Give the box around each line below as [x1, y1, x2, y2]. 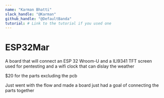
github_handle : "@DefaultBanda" [5, 16, 72, 21]
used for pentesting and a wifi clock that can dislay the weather [5, 63, 134, 69]
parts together [5, 88, 35, 94]
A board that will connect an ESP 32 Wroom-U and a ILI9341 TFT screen [5, 58, 152, 64]
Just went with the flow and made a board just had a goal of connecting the [5, 82, 159, 88]
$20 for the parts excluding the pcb [5, 73, 78, 79]
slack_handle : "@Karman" [5, 12, 56, 17]
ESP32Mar [5, 42, 49, 53]
